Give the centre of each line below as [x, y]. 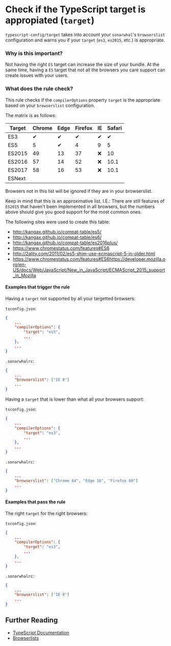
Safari [115, 128]
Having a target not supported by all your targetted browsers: [70, 298]
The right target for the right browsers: [46, 513]
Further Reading [32, 620]
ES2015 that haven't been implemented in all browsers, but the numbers [80, 206]
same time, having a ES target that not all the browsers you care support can [85, 70]
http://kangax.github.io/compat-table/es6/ [57, 237]
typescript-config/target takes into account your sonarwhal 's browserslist [85, 34]
